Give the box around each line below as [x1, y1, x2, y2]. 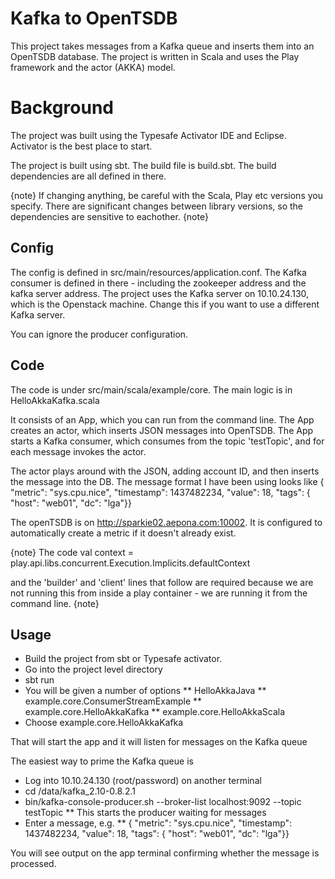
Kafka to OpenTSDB [10, 7, 178, 30]
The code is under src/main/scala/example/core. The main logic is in [10, 383, 293, 396]
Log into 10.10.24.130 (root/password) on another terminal [24, 775, 262, 787]
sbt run [24, 674, 55, 686]
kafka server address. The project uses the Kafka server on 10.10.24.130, [10, 287, 310, 299]
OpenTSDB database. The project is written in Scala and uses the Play [10, 50, 300, 62]
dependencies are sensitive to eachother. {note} [10, 210, 209, 222]
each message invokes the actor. [10, 445, 147, 457]
